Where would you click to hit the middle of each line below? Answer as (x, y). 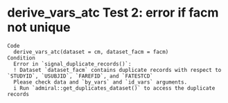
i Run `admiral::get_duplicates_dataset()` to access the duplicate (114, 88)
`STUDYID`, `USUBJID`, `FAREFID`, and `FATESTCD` (80, 76)
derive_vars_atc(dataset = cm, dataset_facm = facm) (91, 52)
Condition (21, 58)
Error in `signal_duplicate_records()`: (72, 64)
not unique (39, 27)
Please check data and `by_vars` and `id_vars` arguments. (100, 82)
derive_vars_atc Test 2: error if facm (113, 13)
